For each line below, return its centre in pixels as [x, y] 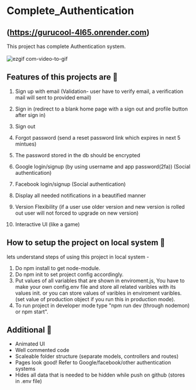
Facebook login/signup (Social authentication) [70, 184]
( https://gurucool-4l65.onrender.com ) [78, 32]
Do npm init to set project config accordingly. [69, 274]
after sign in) [30, 115]
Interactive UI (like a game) [48, 224]
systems [25, 369]
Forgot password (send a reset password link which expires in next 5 [98, 137]
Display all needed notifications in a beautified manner [80, 195]
